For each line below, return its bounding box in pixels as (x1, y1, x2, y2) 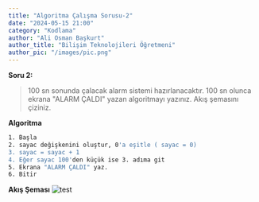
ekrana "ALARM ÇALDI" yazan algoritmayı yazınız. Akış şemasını (27, 95, 239, 103)
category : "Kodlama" (8, 26, 77, 34)
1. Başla (8, 134, 37, 142)
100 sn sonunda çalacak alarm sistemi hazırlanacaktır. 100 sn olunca (27, 86, 252, 95)
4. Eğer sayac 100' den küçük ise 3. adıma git (8, 156, 165, 164)
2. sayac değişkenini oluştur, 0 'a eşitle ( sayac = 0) (8, 141, 197, 149)
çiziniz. (27, 103, 52, 112)
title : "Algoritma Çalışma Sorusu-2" (8, 11, 133, 20)
